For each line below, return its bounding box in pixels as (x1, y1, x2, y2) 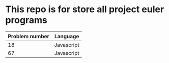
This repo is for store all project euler (5, 4, 164, 15)
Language (54, 33, 79, 40)
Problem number (8, 33, 49, 40)
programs (5, 14, 47, 26)
